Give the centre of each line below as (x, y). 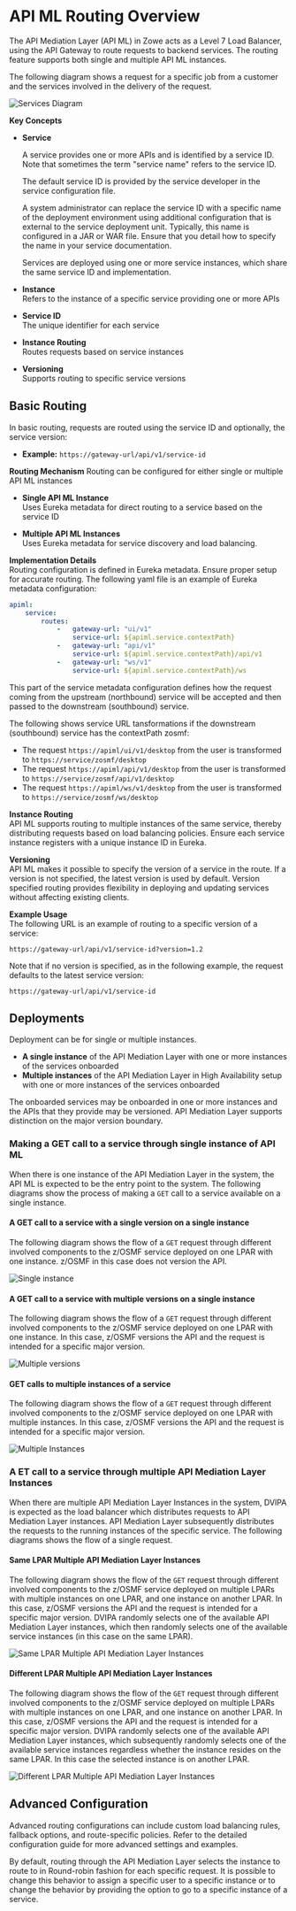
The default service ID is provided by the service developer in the (141, 181)
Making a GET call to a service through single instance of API (142, 1144)
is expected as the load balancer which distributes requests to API (129, 1512)
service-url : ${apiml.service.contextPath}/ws (159, 670)
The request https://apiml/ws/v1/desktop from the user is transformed (152, 787)
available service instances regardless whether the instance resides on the (145, 1750)
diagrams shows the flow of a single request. (91, 1540)
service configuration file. (69, 190)
